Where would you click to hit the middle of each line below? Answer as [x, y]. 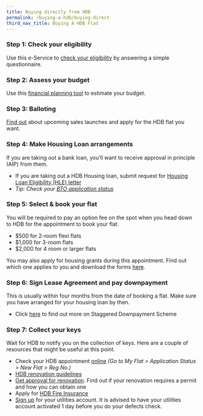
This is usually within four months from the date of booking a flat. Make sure [101, 296]
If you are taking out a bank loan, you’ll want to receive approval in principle [101, 157]
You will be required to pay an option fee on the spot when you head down [99, 217]
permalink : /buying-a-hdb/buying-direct [58, 18]
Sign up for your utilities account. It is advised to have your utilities [98, 400]
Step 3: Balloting [31, 109]
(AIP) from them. [27, 164]
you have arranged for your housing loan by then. [68, 302]
